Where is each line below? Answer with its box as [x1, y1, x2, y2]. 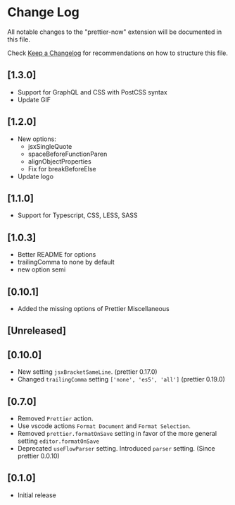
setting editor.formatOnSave [17, 437, 100, 445]
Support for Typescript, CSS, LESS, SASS [17, 211, 139, 219]
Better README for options [17, 250, 96, 259]
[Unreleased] [7, 325, 67, 337]
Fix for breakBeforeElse [27, 164, 96, 173]
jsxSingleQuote [27, 142, 72, 150]
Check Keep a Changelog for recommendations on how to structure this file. [7, 49, 229, 57]
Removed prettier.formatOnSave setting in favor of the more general [17, 430, 217, 438]
